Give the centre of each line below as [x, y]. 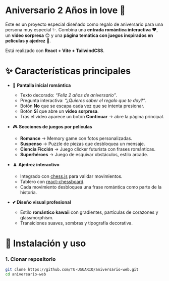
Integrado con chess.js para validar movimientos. [71, 176]
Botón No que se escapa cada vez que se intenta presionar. [82, 106]
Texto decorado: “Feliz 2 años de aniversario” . [69, 95]
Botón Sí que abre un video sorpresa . [60, 111]
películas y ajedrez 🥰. [28, 40]
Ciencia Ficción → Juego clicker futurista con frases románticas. [88, 149]
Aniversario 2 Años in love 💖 [66, 10]
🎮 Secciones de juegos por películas [52, 126]
